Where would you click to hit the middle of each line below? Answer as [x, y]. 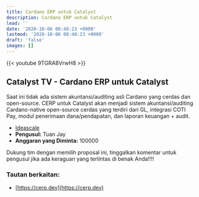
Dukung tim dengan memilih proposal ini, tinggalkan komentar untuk [92, 152]
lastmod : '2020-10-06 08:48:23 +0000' [55, 35]
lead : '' [17, 23]
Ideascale [27, 127]
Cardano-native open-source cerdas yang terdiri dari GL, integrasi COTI [96, 109]
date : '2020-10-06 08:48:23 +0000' [51, 29]
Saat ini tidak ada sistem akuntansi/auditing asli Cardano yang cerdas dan [99, 96]
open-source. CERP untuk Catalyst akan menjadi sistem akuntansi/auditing [100, 103]
